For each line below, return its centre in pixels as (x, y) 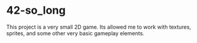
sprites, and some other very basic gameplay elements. (76, 33)
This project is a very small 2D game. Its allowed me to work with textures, (99, 27)
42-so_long (36, 10)
